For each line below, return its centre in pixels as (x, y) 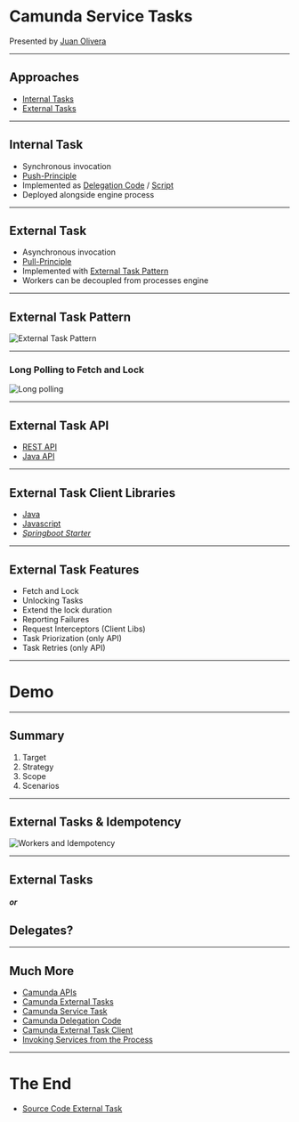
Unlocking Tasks (53, 600)
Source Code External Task (72, 1109)
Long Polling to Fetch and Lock (77, 370)
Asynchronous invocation (69, 252)
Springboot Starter (57, 533)
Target (34, 757)
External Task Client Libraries (93, 493)
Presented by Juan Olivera (58, 41)
